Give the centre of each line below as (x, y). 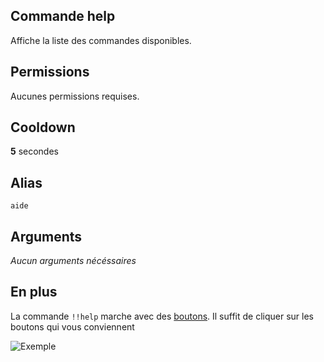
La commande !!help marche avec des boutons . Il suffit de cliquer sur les (162, 316)
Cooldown (43, 127)
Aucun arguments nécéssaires (73, 261)
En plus (34, 292)
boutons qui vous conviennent (72, 326)
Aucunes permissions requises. (75, 96)
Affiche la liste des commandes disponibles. (101, 40)
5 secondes (34, 151)
